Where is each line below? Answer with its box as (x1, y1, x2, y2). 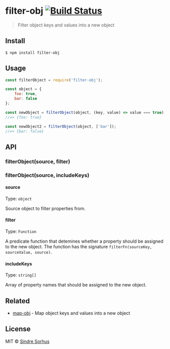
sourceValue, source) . (5, 249, 52, 255)
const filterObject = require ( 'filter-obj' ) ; (5, 77, 103, 82)
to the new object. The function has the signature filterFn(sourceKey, (5, 244, 153, 250)
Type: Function (5, 228, 37, 235)
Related (5, 297, 30, 305)
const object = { (5, 86, 42, 92)
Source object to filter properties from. (5, 205, 86, 211)
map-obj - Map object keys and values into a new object (12, 310, 131, 316)
